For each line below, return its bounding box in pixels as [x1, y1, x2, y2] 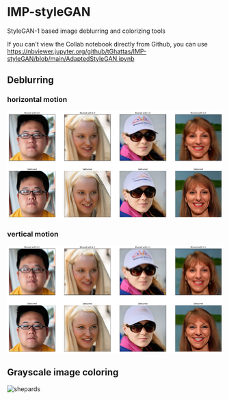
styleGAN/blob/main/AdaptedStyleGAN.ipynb [7, 54, 135, 62]
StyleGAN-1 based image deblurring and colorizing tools [7, 27, 166, 35]
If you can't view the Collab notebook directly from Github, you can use [7, 40, 208, 48]
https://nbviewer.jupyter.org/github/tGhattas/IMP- [7, 47, 147, 55]
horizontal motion [7, 95, 68, 105]
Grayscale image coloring [7, 366, 119, 378]
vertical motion [7, 230, 59, 239]
